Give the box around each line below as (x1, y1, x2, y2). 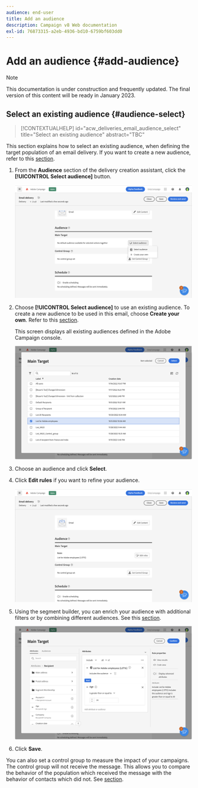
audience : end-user (6, 9, 54, 15)
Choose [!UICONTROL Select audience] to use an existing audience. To (14, 304, 190, 311)
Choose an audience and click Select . (14, 465, 107, 472)
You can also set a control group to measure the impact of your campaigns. (6, 757, 190, 764)
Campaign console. (14, 335, 62, 342)
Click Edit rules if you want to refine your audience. (14, 477, 140, 484)
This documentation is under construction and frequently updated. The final (6, 86, 190, 93)
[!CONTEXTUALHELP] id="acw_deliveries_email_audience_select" (20, 125, 181, 131)
